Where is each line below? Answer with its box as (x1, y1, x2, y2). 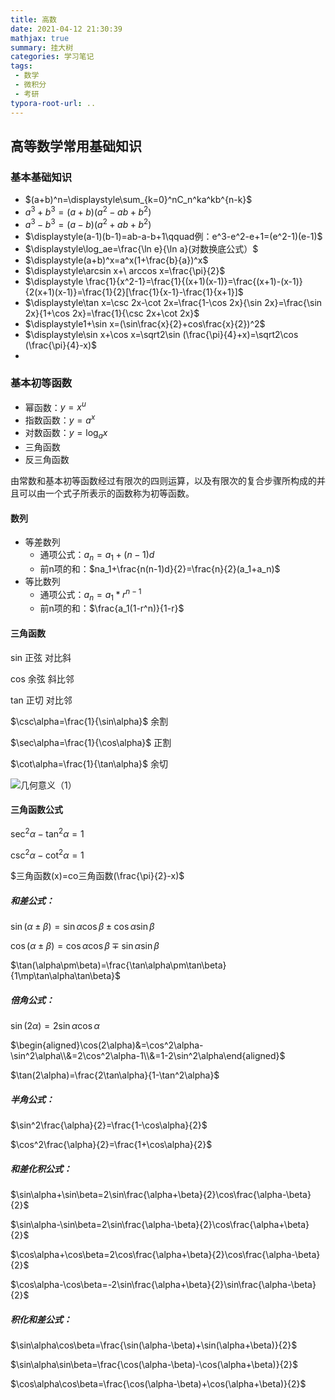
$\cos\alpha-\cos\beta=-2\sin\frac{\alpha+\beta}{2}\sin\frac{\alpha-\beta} (10, 1278, 317, 1290)
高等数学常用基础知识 (10, 137, 142, 155)
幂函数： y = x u (24, 399, 87, 413)
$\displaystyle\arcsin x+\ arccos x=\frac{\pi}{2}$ (24, 264, 226, 276)
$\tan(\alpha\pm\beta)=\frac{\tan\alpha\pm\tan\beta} (10, 959, 227, 971)
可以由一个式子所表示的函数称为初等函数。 (18, 487, 195, 499)
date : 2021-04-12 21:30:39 (10, 24, 123, 34)
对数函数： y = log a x (24, 427, 108, 441)
